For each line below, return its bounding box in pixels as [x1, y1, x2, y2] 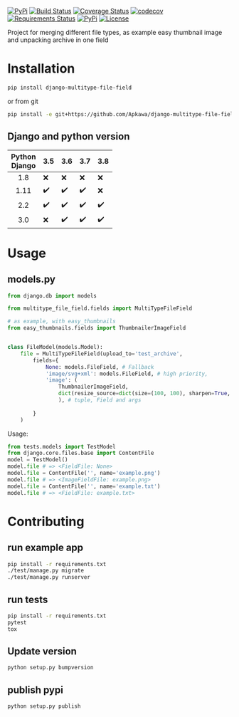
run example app [7, 542, 84, 554]
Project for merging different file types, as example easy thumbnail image [7, 28, 223, 36]
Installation [7, 61, 75, 77]
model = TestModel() [7, 456, 69, 464]
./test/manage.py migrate [7, 567, 84, 575]
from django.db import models [7, 292, 97, 299]
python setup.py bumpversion [7, 664, 94, 671]
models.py [7, 273, 55, 286]
